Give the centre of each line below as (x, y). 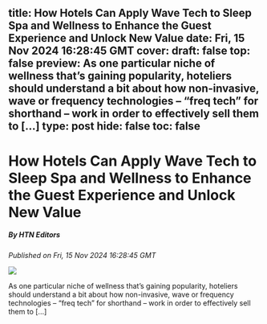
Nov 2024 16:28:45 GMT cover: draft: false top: (129, 51)
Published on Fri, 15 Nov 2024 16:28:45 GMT (82, 255)
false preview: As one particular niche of (112, 64)
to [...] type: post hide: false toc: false (104, 127)
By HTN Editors (34, 235)
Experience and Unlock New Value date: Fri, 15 (127, 38)
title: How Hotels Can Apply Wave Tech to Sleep (130, 13)
